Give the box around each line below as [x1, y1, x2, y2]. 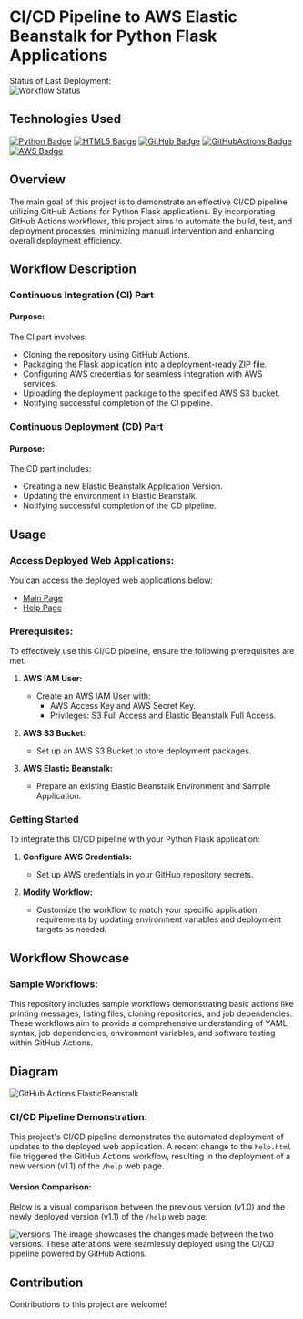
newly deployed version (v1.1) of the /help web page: [9, 1211, 208, 1222]
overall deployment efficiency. [9, 234, 123, 245]
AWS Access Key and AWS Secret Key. [49, 701, 197, 711]
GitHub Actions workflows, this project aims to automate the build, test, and [9, 215, 293, 226]
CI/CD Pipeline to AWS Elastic [9, 6, 238, 27]
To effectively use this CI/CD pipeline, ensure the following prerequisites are [9, 646, 295, 657]
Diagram [9, 1064, 59, 1079]
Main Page [22, 592, 64, 603]
